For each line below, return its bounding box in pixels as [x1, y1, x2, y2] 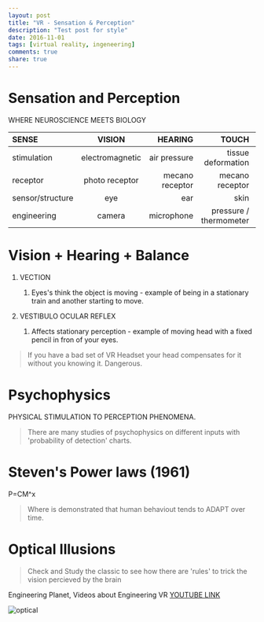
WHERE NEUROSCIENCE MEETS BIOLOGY [8, 115, 147, 124]
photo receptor [83, 175, 139, 186]
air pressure [148, 152, 194, 163]
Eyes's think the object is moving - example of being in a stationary [31, 288, 249, 297]
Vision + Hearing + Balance [8, 247, 190, 264]
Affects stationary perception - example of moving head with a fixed [31, 326, 253, 336]
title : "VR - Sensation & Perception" [8, 19, 135, 27]
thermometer [200, 215, 250, 226]
